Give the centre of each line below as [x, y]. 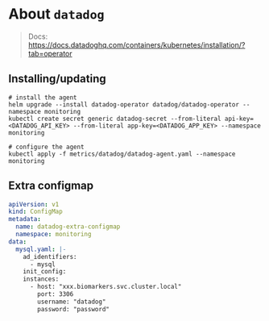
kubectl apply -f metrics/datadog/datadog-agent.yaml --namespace [122, 154]
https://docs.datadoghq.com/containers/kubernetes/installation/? [137, 44]
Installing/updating [57, 79]
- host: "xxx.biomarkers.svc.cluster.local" [106, 287]
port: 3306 [56, 294]
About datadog [56, 14]
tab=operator [50, 53]
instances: [41, 279]
